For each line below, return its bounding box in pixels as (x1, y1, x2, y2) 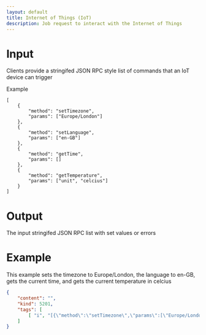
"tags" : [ (17, 306, 43, 313)
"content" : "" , (17, 295, 56, 301)
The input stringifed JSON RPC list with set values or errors (6, 229, 156, 237)
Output (6, 209, 43, 223)
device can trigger (6, 74, 53, 81)
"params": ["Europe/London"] (28, 114, 103, 120)
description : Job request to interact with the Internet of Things (6, 20, 183, 26)
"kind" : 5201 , (17, 301, 53, 307)
